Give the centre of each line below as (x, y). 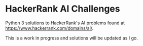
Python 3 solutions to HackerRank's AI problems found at (65, 23)
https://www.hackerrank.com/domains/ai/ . (49, 28)
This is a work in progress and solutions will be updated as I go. (71, 38)
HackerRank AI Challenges (63, 9)
